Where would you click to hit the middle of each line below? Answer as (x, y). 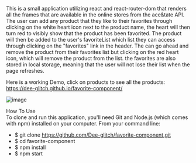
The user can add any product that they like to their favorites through (89, 21)
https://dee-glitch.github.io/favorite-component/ (64, 88)
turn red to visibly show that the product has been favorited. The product (94, 33)
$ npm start (28, 154)
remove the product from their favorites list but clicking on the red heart (92, 52)
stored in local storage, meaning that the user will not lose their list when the (98, 64)
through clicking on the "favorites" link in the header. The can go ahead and (97, 46)
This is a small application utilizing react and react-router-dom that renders (97, 9)
